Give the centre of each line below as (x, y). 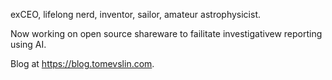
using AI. (28, 44)
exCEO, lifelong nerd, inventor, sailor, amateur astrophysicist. (136, 14)
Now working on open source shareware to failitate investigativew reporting (166, 33)
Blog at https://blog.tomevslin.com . (82, 63)
